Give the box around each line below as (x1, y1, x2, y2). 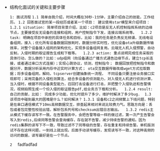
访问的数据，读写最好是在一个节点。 (9, 133, 71, 138)
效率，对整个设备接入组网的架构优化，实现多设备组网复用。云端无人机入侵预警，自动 (9, 45, 155, 50)
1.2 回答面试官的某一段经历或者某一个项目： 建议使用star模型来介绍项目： (18, 20, 150, 25)
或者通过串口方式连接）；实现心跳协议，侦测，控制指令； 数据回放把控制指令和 (17, 61, 152, 66)
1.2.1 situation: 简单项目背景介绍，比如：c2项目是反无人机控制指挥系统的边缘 (9, 25, 153, 30)
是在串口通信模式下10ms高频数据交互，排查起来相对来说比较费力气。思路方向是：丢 (9, 102, 153, 107)
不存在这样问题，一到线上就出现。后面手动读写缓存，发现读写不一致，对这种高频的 (13, 128, 155, 133)
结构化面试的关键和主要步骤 (9, 4, 66, 10)
